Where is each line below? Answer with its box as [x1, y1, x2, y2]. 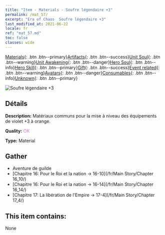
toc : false [5, 36, 28, 41]
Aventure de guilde [12, 165, 51, 171]
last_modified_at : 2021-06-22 [5, 21, 68, 27]
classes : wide [5, 40, 35, 45]
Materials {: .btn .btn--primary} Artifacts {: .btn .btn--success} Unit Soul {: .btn [5, 54, 161, 60]
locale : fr [5, 26, 28, 31]
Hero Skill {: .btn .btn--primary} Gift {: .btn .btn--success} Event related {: [14, 64, 160, 70]
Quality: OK [5, 128, 30, 134]
